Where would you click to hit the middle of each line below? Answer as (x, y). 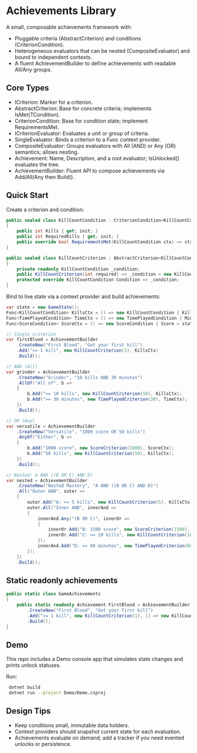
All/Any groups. (33, 69)
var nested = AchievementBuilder (47, 480)
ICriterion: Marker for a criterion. (54, 102)
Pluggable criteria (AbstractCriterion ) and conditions (78, 38)
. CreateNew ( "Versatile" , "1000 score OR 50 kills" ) (81, 432)
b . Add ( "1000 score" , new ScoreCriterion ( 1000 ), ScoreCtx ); (101, 448)
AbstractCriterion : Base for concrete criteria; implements (83, 108)
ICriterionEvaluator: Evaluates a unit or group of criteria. (82, 133)
